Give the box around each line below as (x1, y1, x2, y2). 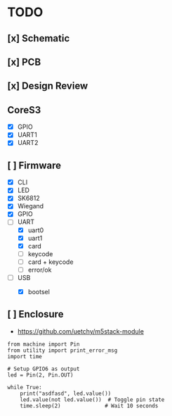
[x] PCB (7, 56, 41, 68)
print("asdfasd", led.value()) (20, 390, 112, 397)
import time (7, 353, 42, 360)
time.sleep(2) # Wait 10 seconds (20, 402, 159, 409)
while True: (7, 384, 42, 391)
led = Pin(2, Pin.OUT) (7, 371, 74, 379)
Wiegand (17, 202, 44, 210)
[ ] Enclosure (7, 308, 64, 320)
